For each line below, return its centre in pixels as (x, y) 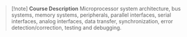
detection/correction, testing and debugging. (66, 27)
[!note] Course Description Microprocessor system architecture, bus (96, 9)
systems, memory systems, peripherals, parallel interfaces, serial (91, 15)
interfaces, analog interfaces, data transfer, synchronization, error (92, 21)
